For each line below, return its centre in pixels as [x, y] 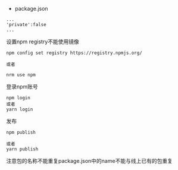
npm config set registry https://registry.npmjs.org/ [74, 53]
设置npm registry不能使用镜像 [43, 42]
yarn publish [22, 149]
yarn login [20, 109]
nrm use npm [21, 75]
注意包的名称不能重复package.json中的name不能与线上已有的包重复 [89, 161]
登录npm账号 [22, 86]
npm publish [21, 133]
